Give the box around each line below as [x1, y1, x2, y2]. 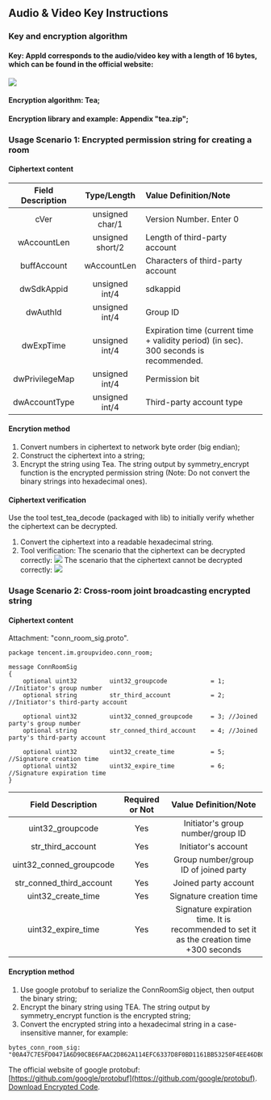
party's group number [8, 720, 81, 728]
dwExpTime [21, 340, 66, 351]
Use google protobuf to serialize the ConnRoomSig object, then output [19, 984, 255, 994]
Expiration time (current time [144, 324, 254, 336]
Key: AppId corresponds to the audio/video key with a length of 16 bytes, [8, 50, 258, 60]
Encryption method [8, 967, 75, 976]
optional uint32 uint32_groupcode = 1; [23, 677, 226, 686]
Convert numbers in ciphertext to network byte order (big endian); [19, 442, 240, 452]
